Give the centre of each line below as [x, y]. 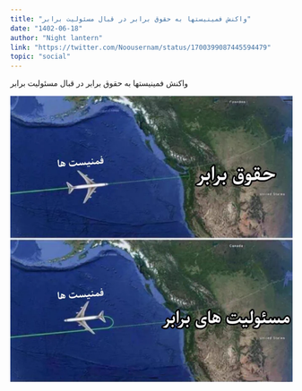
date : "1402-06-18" [47, 28]
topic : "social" [40, 57]
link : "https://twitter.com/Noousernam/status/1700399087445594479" [141, 47]
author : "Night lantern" [56, 38]
